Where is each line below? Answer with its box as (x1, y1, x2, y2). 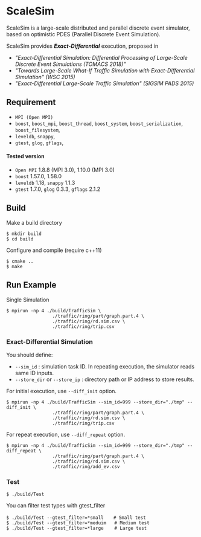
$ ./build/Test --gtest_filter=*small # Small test (6, 515, 146, 521)
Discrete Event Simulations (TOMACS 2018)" (14, 60, 126, 68)
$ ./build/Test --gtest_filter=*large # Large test (6, 526, 147, 532)
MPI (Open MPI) (14, 114, 54, 120)
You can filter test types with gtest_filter (6, 502, 106, 509)
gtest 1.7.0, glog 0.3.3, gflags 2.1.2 (14, 185, 101, 193)
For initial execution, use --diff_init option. (6, 387, 116, 394)
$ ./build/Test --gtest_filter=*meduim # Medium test (6, 520, 150, 526)
